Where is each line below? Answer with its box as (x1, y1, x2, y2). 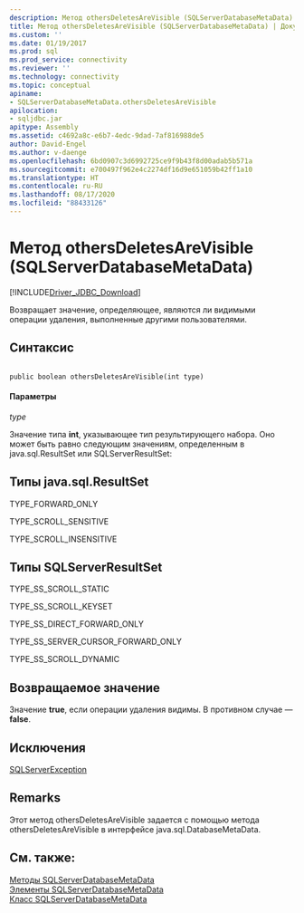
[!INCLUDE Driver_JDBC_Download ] (9, 286, 142, 297)
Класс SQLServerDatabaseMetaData (9, 893, 147, 904)
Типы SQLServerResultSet (9, 560, 163, 575)
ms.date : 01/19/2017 (9, 38, 88, 48)
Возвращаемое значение (9, 680, 161, 696)
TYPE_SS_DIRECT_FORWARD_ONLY (9, 619, 145, 629)
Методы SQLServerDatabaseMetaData (9, 874, 156, 885)
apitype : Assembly (9, 123, 79, 132)
